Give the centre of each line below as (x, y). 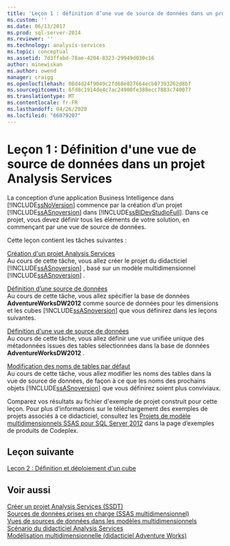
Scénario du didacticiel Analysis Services (65, 528)
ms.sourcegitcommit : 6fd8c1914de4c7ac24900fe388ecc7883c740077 (99, 90)
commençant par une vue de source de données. (77, 226)
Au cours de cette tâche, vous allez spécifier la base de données (99, 296)
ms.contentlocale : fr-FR (42, 103)
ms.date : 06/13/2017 (37, 26)
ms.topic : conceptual (38, 52)
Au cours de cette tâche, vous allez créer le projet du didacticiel (97, 261)
